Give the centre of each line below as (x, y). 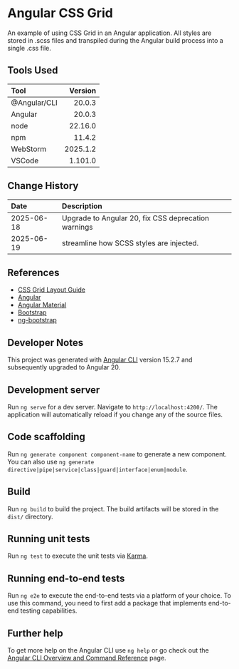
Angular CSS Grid (60, 13)
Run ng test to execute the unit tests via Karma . (78, 556)
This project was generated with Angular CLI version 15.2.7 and (100, 360)
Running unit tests (49, 539)
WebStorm (29, 149)
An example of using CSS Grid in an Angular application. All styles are (110, 33)
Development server (54, 390)
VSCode (25, 160)
